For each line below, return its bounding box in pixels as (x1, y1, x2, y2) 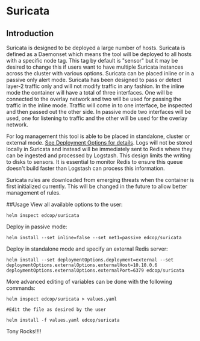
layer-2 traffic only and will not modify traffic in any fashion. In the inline (6, 83, 185, 90)
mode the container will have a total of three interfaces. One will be (6, 89, 173, 96)
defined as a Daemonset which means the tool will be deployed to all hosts (6, 51, 192, 58)
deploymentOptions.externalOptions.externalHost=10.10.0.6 (6, 262, 158, 268)
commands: (6, 284, 36, 292)
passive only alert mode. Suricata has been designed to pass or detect (6, 77, 182, 83)
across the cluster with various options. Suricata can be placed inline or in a (6, 70, 195, 77)
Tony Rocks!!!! (6, 328, 42, 335)
